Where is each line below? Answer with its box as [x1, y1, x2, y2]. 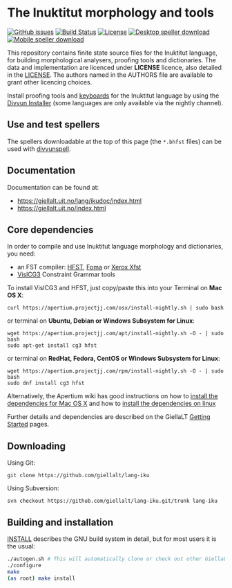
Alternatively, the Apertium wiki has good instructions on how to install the [7, 392, 219, 400]
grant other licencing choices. [7, 78, 93, 86]
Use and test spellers [7, 119, 100, 131]
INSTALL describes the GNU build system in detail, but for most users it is [7, 535, 217, 543]
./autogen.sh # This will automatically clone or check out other [7, 555, 202, 562]
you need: [7, 249, 36, 258]
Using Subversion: [7, 484, 60, 492]
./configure [7, 562, 41, 569]
